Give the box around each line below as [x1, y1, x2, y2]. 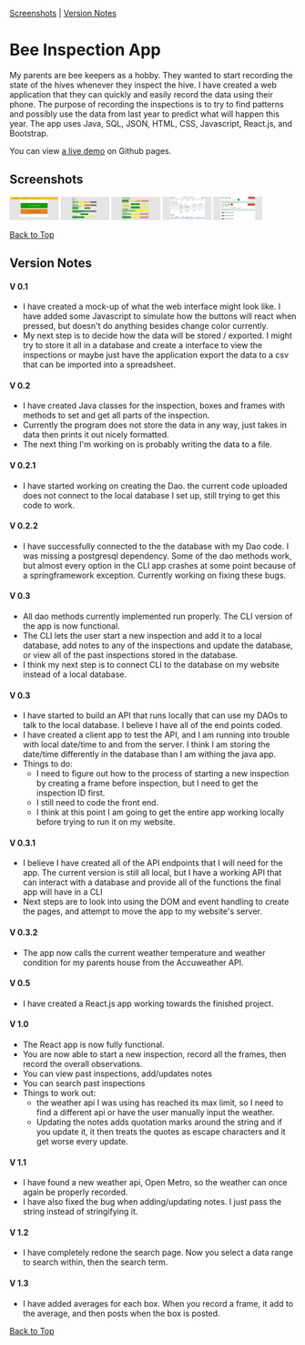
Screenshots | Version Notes [9, 8, 117, 18]
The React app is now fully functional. [22, 1039, 165, 1051]
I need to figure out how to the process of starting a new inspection [36, 768, 290, 779]
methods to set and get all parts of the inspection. [22, 410, 210, 421]
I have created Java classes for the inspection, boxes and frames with [22, 400, 285, 411]
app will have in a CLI [22, 887, 103, 898]
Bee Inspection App [9, 40, 161, 60]
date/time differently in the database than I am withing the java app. [22, 749, 276, 760]
